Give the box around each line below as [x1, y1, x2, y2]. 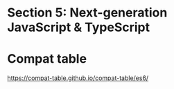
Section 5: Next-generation [7, 5, 168, 21]
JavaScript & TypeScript [7, 19, 150, 35]
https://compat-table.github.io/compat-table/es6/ [7, 74, 149, 82]
